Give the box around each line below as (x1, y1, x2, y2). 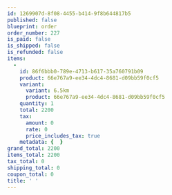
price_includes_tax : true (25, 132, 100, 139)
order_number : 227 (7, 29, 60, 37)
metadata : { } (19, 139, 64, 146)
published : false (7, 17, 57, 24)
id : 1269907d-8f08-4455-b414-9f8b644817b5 (7, 10, 131, 17)
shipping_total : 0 (7, 164, 60, 171)
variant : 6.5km (25, 87, 70, 94)
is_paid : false (7, 36, 51, 43)
